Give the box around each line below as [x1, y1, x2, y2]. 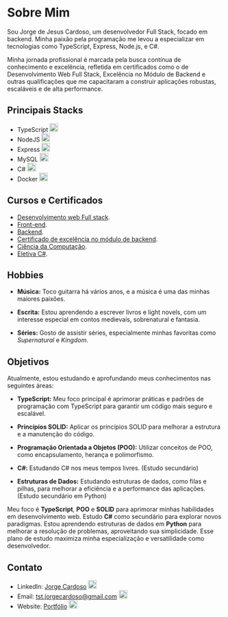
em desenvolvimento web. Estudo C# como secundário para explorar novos [7, 513, 222, 521]
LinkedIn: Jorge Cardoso [16, 583, 87, 590]
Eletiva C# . [16, 249, 48, 258]
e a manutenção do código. [16, 430, 94, 438]
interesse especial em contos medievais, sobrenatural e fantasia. [16, 315, 201, 324]
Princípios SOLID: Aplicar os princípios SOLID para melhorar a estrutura [16, 423, 221, 431]
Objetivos [7, 356, 49, 368]
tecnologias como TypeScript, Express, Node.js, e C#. [7, 42, 160, 50]
